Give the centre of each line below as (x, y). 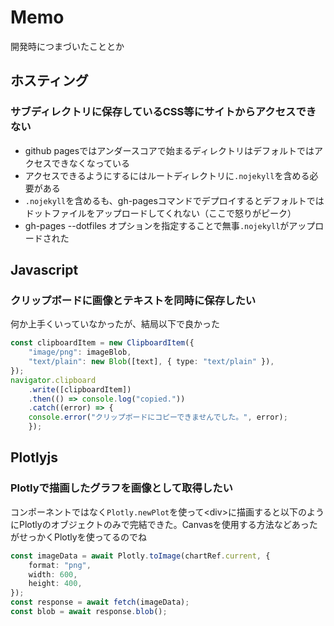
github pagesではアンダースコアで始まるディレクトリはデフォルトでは (169, 150)
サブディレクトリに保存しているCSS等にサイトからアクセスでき (163, 112)
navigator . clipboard (53, 380)
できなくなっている (91, 163)
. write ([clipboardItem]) (80, 389)
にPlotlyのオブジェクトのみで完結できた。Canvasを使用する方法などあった (164, 524)
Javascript (44, 270)
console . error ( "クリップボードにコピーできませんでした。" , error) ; (158, 417)
